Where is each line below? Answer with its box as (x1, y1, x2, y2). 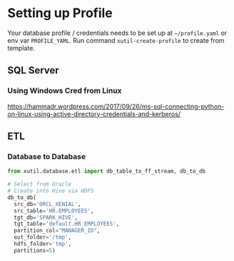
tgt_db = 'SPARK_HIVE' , (14, 214, 78, 221)
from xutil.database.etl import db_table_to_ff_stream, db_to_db (7, 168, 205, 175)
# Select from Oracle (7, 180, 72, 188)
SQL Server (7, 64, 59, 76)
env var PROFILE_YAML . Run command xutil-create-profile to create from (7, 36, 225, 44)
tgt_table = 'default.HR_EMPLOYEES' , (14, 220, 120, 227)
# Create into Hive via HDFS (7, 188, 94, 195)
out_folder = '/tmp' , (14, 234, 72, 241)
